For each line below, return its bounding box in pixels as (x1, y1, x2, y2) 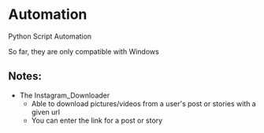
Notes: (8, 69, 42, 83)
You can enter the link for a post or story (31, 116, 163, 125)
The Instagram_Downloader (19, 91, 110, 100)
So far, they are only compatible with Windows (8, 46, 159, 56)
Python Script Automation (8, 31, 92, 41)
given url (31, 107, 61, 116)
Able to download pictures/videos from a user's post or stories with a (31, 98, 256, 108)
